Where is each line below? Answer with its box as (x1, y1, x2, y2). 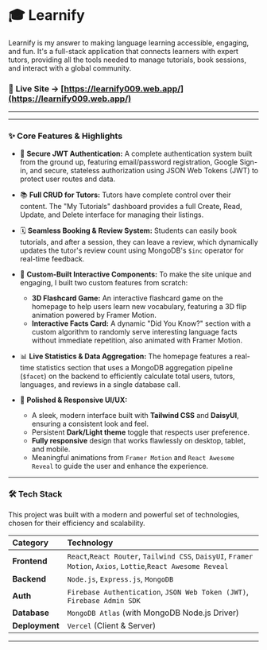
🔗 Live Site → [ (8, 83, 64, 94)
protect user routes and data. (19, 174, 116, 184)
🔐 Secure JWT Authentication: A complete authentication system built (19, 149, 253, 158)
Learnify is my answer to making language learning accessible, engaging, (8, 37, 250, 48)
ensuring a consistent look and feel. (31, 419, 149, 428)
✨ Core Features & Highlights (8, 130, 123, 141)
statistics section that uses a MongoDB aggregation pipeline (36, 362, 233, 372)
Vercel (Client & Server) (67, 620, 157, 631)
